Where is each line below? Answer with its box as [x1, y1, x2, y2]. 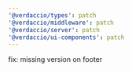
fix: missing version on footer [8, 55, 103, 64]
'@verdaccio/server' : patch [8, 26, 101, 34]
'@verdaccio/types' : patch [8, 11, 97, 20]
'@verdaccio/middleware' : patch [8, 19, 114, 27]
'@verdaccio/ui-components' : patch [8, 33, 125, 41]
